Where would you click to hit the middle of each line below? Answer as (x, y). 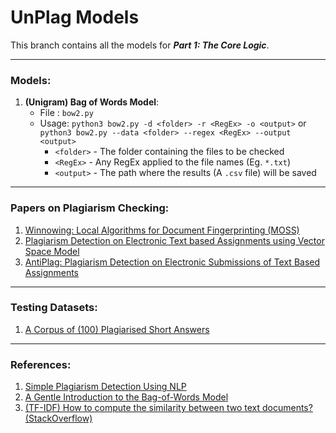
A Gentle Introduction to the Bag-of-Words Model (126, 397)
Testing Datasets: (54, 308)
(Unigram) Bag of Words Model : (92, 102)
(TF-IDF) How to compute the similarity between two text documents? (168, 408)
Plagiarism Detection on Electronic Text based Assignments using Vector (174, 240)
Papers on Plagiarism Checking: (90, 208)
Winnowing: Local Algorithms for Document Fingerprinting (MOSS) (162, 230)
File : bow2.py (66, 113)
